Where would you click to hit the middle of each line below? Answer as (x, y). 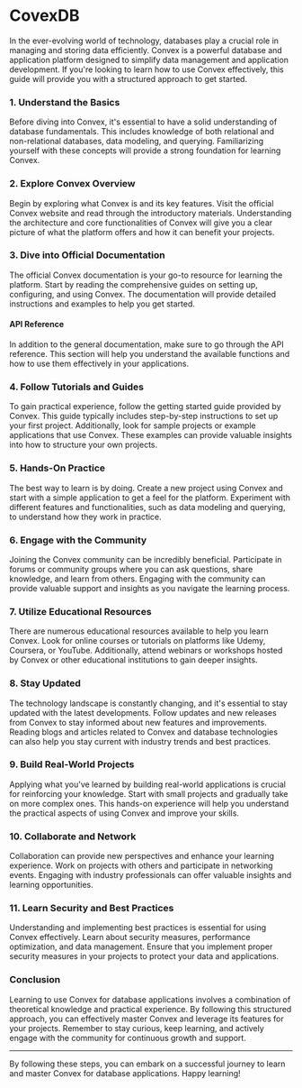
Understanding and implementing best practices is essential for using (138, 928)
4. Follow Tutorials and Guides (76, 387)
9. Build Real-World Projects (72, 764)
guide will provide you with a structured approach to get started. (129, 78)
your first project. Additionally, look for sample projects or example (133, 425)
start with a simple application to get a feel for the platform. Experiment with (150, 498)
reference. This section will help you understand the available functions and (150, 354)
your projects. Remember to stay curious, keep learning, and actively (137, 1028)
